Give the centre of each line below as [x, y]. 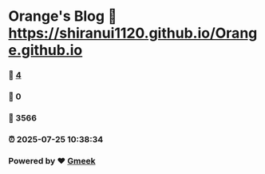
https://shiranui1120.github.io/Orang [133, 33]
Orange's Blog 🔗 [63, 16]
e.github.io [45, 50]
